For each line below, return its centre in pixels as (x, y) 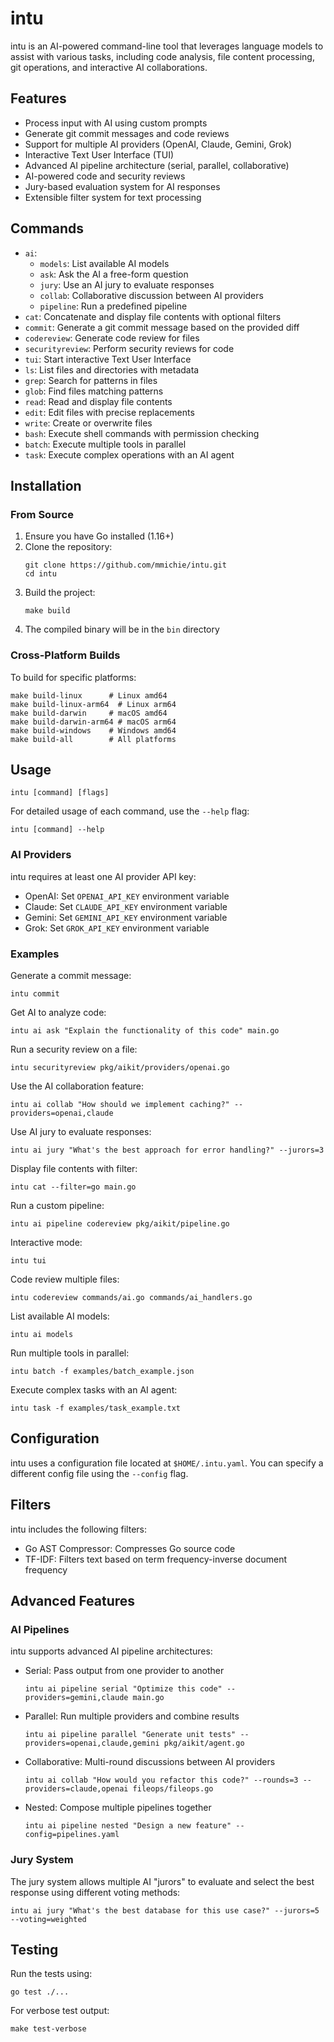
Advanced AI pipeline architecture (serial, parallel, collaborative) (157, 165)
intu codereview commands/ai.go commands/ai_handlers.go (131, 1297)
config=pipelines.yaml (72, 1835)
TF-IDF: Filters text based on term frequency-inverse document (155, 1559)
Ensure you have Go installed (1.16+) (99, 536)
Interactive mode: (46, 1242)
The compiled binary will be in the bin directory (122, 629)
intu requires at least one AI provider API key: (103, 876)
